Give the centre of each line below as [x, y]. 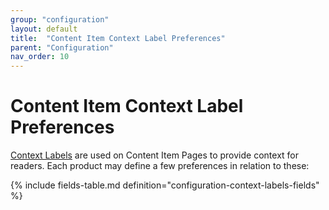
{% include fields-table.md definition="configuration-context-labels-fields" [165, 185]
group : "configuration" [60, 19]
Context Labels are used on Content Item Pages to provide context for [155, 155]
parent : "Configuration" [62, 47]
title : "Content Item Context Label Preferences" [118, 38]
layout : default [44, 29]
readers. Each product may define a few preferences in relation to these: [160, 166]
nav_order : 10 [40, 57]
